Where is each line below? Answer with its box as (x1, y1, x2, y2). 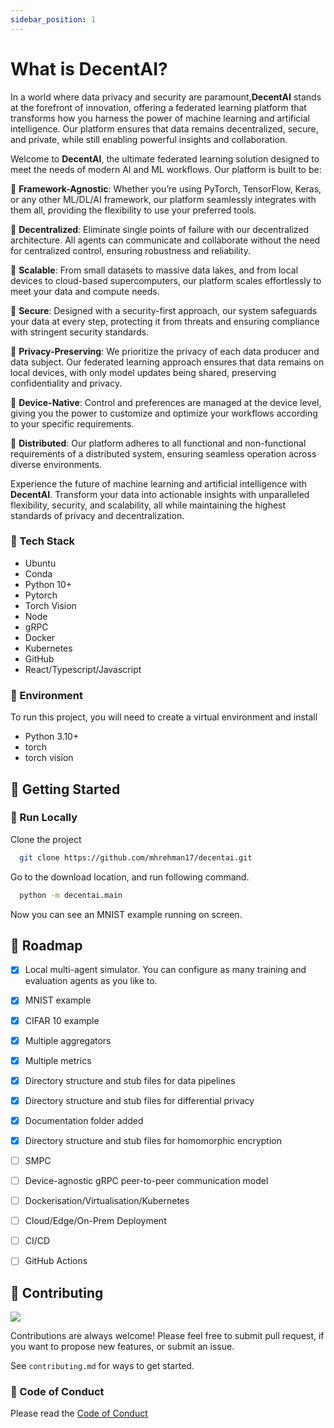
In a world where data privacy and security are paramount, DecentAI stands (10, 91, 322, 103)
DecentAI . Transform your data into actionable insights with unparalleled (10, 488, 310, 500)
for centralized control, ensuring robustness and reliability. (10, 244, 252, 256)
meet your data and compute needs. (10, 285, 160, 297)
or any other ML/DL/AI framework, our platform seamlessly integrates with (10, 193, 317, 205)
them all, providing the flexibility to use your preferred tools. (10, 204, 257, 216)
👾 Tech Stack (10, 534, 76, 548)
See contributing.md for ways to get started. (10, 1360, 195, 1372)
